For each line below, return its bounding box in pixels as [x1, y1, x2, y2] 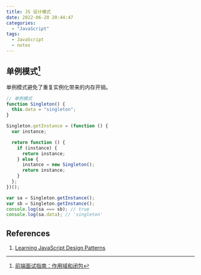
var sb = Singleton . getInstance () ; [6, 201, 95, 207]
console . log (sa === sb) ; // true [6, 206, 90, 212]
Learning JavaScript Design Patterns [14, 244, 106, 252]
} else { [17, 156, 39, 162]
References [6, 228, 50, 238]
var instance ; [11, 128, 47, 135]
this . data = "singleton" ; [11, 106, 77, 113]
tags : [6, 31, 20, 37]
